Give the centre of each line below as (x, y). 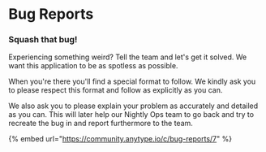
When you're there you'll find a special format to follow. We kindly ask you (132, 81)
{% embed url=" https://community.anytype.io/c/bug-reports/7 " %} (120, 139)
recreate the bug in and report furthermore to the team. (101, 124)
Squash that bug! (43, 40)
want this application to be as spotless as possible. (93, 66)
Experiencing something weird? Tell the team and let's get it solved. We (128, 57)
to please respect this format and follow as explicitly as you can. (116, 90)
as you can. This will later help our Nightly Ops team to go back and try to (131, 115)
